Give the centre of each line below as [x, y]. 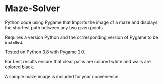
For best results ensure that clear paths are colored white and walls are [78, 61]
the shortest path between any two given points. [55, 27]
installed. [14, 42]
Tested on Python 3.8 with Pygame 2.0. [45, 52]
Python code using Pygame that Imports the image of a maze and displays [81, 22]
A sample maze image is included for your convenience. [63, 76]
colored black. [20, 67]
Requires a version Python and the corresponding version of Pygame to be [81, 37]
